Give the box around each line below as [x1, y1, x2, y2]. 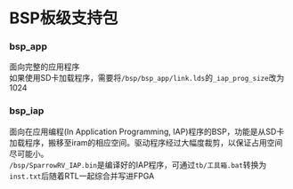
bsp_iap [9, 105, 45, 117]
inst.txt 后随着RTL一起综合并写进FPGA [9, 170, 155, 181]
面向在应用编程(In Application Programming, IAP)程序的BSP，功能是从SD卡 [9, 126, 285, 137]
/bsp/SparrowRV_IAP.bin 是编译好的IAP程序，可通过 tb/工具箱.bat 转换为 [9, 159, 267, 169]
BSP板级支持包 [9, 8, 118, 28]
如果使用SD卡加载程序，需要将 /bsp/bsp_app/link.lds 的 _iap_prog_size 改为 [9, 73, 285, 83]
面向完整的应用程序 [9, 61, 80, 72]
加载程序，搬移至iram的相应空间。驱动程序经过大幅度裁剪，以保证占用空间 [9, 137, 283, 147]
